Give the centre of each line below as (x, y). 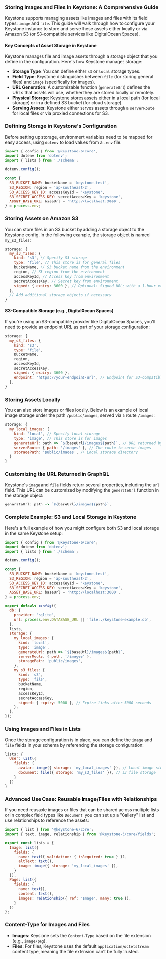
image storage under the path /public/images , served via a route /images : (80, 415)
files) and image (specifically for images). (54, 82)
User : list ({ (23, 759)
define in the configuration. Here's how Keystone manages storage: (74, 61)
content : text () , (36, 894)
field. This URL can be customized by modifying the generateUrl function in (82, 490)
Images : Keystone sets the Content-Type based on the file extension (82, 935)
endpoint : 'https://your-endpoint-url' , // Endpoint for (74, 378)
